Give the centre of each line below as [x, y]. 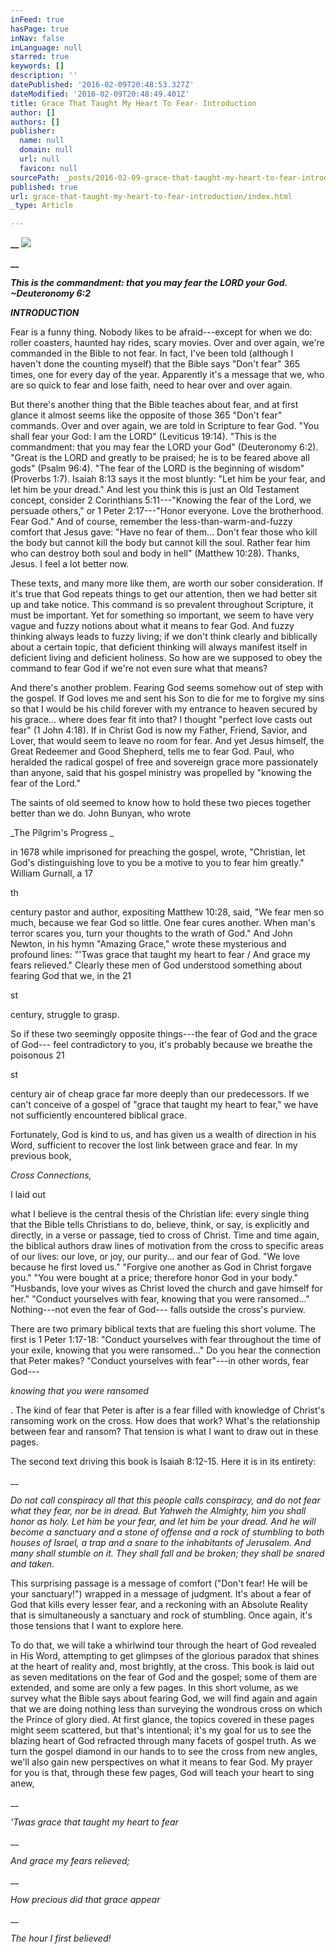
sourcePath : [35, 177]
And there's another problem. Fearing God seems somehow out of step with [167, 688]
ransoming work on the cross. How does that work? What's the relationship [165, 1421]
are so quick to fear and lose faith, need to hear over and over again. [151, 385]
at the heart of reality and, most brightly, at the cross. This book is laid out [162, 1667]
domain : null [46, 150]
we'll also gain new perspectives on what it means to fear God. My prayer [161, 1762]
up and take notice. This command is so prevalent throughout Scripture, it [162, 605]
